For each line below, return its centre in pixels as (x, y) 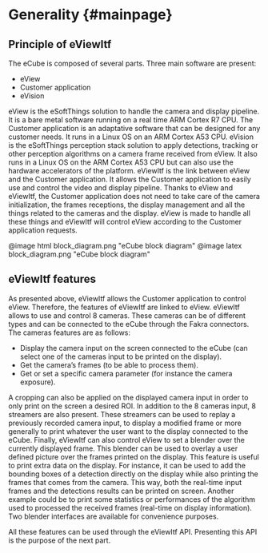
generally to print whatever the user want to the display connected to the (128, 431)
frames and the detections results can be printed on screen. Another (121, 491)
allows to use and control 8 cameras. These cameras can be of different (127, 315)
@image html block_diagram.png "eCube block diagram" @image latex (125, 246)
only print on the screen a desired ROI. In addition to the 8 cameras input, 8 (132, 406)
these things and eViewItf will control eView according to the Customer (125, 222)
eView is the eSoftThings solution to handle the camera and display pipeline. (134, 111)
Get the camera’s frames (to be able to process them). (109, 364)
